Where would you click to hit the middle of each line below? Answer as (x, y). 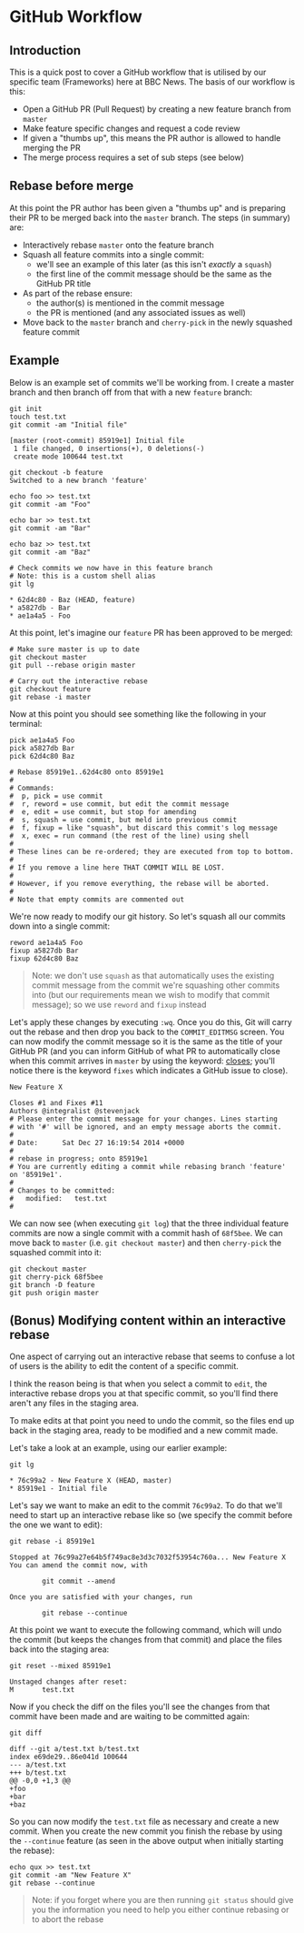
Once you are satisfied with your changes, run (101, 1597)
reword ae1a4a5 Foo (46, 942)
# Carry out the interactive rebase (78, 681)
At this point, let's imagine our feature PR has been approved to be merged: (151, 632)
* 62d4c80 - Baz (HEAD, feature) (73, 599)
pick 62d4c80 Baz (42, 756)
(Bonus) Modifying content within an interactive (147, 1321)
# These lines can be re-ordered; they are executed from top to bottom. (152, 851)
